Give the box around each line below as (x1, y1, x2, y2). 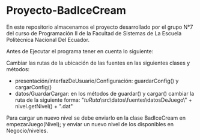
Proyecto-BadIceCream (6, 4, 126, 17)
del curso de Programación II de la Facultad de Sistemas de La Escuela (6, 29, 182, 36)
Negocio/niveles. (6, 127, 48, 134)
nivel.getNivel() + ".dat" (14, 102, 73, 109)
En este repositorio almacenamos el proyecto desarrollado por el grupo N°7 (6, 23, 193, 31)
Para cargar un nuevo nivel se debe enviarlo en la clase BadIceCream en (6, 114, 186, 121)
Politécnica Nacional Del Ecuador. (6, 36, 90, 43)
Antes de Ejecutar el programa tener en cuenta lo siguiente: (6, 47, 154, 54)
